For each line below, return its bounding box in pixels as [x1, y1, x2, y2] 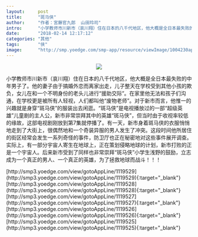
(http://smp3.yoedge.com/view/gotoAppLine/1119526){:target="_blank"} [6, 212, 181, 219]
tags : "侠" [6, 42, 48, 48]
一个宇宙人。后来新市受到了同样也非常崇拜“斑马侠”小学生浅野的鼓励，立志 [11, 149, 192, 156]
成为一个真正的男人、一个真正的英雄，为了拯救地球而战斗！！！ [6, 156, 161, 163]
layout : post [6, 8, 49, 15]
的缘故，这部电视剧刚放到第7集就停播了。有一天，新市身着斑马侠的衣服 [6, 119, 180, 126]
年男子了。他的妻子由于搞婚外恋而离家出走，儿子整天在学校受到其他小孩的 [6, 82, 187, 89]
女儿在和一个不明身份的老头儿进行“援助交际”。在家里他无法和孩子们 [16, 90, 181, 97]
